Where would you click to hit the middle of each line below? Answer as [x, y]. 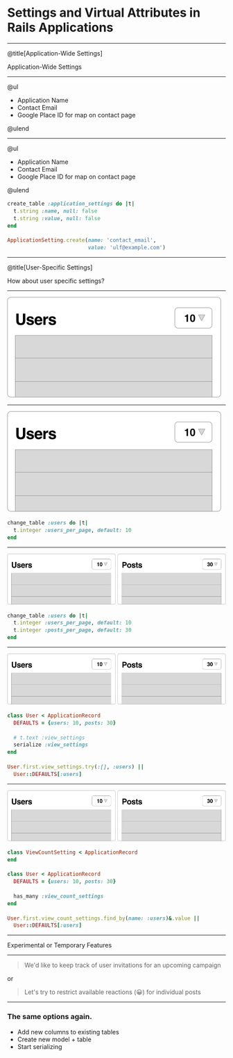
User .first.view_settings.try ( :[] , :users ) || [76, 767]
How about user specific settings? [56, 281]
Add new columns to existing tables [68, 1032]
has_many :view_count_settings [59, 896]
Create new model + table [54, 1039]
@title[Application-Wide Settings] [55, 53]
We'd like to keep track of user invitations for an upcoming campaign [122, 965]
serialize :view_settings [51, 745]
